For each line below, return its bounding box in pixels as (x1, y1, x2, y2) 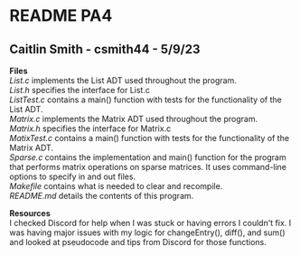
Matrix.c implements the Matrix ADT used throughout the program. (9, 114, 258, 124)
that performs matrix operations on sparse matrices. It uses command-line (9, 162, 287, 172)
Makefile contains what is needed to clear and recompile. (9, 181, 223, 191)
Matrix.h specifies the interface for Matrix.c (9, 123, 172, 134)
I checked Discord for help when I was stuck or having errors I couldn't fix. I (9, 218, 292, 228)
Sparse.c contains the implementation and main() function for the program (9, 152, 286, 163)
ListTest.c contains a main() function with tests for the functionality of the (9, 94, 282, 105)
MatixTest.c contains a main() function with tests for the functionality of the (9, 133, 290, 143)
